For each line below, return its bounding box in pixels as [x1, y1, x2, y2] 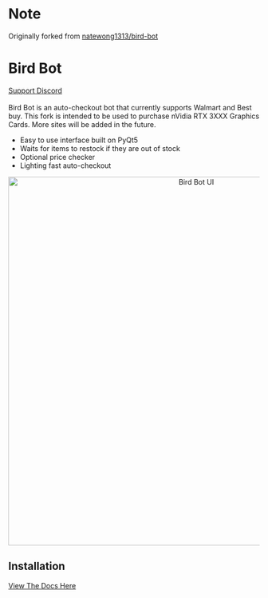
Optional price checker [19, 152, 96, 161]
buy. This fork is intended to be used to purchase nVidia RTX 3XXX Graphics [8, 111, 260, 121]
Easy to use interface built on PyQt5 [19, 135, 138, 145]
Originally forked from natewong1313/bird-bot [8, 31, 159, 41]
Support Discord [8, 86, 62, 95]
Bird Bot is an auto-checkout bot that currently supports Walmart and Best [8, 102, 253, 112]
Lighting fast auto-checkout [19, 161, 112, 170]
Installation [8, 560, 65, 573]
